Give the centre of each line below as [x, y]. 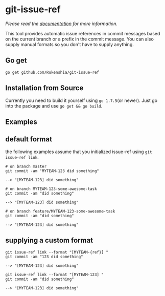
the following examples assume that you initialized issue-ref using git [79, 152]
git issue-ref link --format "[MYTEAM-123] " [54, 274]
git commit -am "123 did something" [44, 257]
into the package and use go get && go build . [54, 105]
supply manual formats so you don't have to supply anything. [69, 44]
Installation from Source [44, 88]
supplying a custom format [49, 240]
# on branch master [26, 166]
